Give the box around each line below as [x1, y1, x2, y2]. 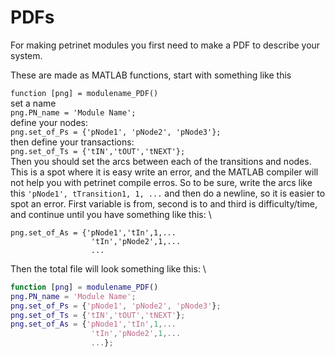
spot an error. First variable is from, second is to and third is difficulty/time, [10, 197, 318, 210]
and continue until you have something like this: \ [10, 208, 212, 220]
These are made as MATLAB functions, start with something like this [10, 69, 292, 81]
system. [10, 49, 43, 61]
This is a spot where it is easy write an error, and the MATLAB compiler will [10, 166, 319, 178]
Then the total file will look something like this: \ [10, 262, 207, 275]
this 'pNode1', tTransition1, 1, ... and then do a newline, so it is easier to [10, 187, 326, 199]
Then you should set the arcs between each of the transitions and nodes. [10, 155, 312, 167]
